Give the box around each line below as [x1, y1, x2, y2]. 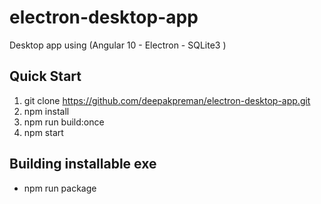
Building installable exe [9, 156, 157, 173]
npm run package [23, 182, 97, 194]
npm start [23, 126, 64, 138]
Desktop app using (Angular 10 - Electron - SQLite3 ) [9, 39, 227, 51]
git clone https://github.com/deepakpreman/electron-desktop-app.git [23, 94, 311, 106]
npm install [23, 105, 70, 117]
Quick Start [9, 68, 82, 85]
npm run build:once [23, 116, 105, 128]
